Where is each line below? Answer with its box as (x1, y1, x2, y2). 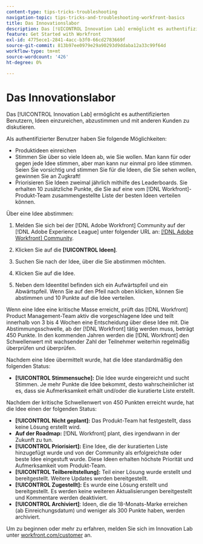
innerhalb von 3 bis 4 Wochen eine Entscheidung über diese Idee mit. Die (6, 319, 189, 326)
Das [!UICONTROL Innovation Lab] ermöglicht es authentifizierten (6, 111, 170, 118)
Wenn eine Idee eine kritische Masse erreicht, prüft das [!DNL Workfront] (6, 306, 188, 313)
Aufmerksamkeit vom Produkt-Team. (14, 462, 107, 469)
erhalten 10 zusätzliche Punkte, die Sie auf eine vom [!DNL (14, 186, 161, 193)
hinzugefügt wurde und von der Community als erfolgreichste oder (14, 449, 182, 456)
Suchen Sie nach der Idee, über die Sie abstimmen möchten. (14, 258, 166, 265)
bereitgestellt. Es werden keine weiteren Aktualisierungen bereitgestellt (14, 488, 192, 495)
